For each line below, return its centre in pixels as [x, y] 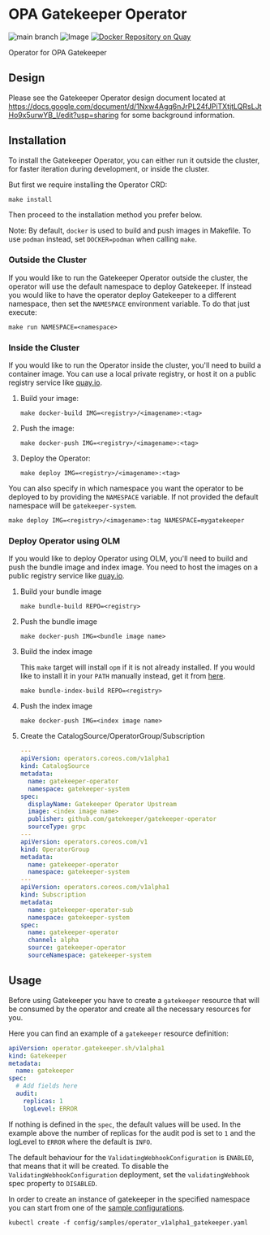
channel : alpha [54, 940]
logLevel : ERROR [51, 1108]
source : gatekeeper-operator [77, 948]
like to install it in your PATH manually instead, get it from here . [122, 676]
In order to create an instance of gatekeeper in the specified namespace [129, 1199]
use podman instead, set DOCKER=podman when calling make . [103, 239]
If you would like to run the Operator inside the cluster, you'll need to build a [135, 365]
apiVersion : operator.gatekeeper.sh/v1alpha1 [86, 1048]
